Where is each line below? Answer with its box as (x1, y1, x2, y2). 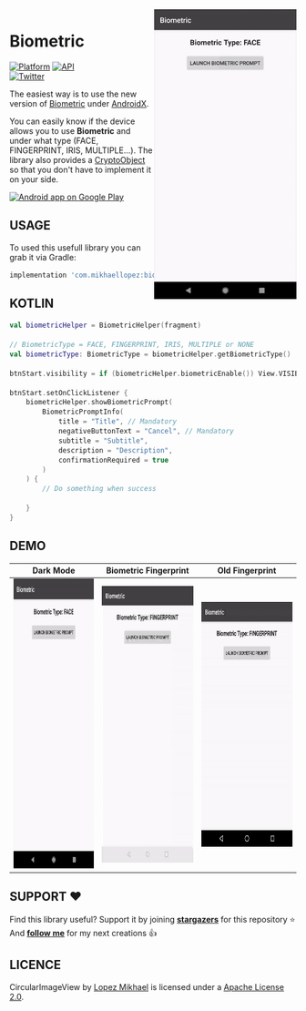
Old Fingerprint (217, 565, 277, 577)
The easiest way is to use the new (9, 88, 138, 99)
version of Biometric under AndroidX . (9, 97, 149, 108)
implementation (9, 271, 67, 280)
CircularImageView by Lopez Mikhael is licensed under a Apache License (9, 981, 285, 992)
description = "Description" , (57, 445, 173, 454)
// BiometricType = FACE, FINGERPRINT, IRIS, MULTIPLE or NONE (9, 341, 255, 350)
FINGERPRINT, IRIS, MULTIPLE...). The (9, 145, 153, 156)
